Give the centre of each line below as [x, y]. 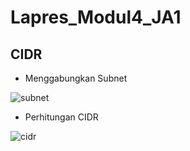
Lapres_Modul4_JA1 [96, 17]
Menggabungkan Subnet [76, 78]
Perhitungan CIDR [61, 117]
